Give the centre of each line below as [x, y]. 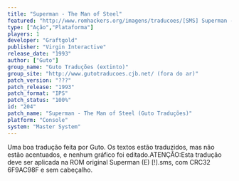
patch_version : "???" [39, 80]
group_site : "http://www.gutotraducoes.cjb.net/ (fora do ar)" [103, 73]
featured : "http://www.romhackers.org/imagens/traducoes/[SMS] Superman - [121, 21]
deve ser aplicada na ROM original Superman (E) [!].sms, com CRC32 [109, 162]
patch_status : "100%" [39, 100]
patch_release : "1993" [41, 87]
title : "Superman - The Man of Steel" [65, 14]
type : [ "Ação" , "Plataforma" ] [51, 27]
